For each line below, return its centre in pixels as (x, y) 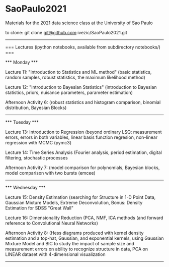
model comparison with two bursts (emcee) (50, 173)
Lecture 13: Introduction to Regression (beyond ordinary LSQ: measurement (83, 132)
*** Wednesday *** (25, 187)
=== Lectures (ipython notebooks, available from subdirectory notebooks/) (83, 47)
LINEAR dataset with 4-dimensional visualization (55, 254)
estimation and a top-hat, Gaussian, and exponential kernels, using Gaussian (84, 238)
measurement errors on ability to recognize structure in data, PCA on (77, 249)
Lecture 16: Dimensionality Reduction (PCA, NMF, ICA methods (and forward (84, 218)
